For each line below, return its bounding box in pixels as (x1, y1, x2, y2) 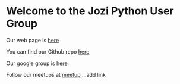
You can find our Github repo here (6, 48, 90, 55)
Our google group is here (6, 60, 68, 67)
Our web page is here (6, 36, 59, 43)
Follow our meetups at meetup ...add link (6, 71, 106, 78)
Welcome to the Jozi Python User (6, 4, 174, 18)
